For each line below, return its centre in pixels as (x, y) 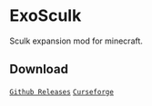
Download (39, 69)
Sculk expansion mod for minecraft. (76, 41)
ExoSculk (46, 16)
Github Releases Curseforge (61, 92)
